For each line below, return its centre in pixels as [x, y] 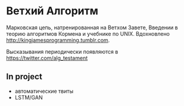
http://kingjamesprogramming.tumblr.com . [58, 40]
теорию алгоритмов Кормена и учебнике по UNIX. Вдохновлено [88, 33]
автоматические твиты [44, 91]
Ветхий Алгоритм [52, 11]
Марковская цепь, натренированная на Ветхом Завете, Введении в [92, 27]
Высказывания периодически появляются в [62, 51]
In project [24, 77]
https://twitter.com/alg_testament [47, 58]
